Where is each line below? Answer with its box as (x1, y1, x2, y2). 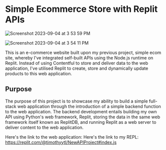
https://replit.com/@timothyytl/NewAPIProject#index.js (5, 139, 117, 145)
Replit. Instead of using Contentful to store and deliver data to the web (5, 60, 149, 66)
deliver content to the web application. (5, 124, 84, 130)
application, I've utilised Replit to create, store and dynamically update (5, 65, 149, 71)
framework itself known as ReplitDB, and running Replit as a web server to (5, 119, 157, 125)
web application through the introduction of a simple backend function (17, 103, 161, 109)
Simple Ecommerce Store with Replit (5, 3, 158, 15)
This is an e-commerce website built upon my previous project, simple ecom (5, 50, 162, 55)
